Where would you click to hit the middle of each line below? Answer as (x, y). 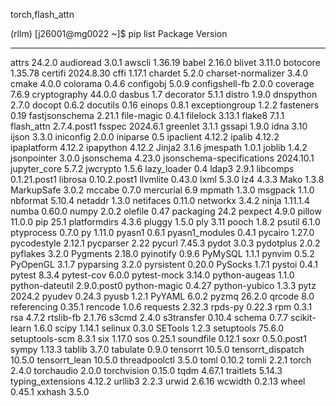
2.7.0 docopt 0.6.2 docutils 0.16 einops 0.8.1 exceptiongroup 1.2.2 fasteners (165, 105)
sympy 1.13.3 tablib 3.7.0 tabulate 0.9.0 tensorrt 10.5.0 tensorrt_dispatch (157, 349)
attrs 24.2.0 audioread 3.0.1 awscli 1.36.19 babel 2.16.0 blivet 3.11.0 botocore (165, 62)
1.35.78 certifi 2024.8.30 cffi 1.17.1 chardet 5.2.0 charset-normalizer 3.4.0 (159, 73)
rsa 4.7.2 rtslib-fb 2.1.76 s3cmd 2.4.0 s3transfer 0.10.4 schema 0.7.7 (149, 317)
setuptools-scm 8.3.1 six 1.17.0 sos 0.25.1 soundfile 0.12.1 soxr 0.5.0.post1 (158, 338)
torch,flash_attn (42, 14)
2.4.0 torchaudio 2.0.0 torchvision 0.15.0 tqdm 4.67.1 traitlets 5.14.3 (146, 370)
